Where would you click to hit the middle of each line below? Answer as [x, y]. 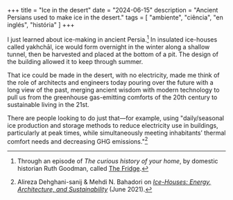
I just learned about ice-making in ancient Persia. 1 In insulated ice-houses [112, 39]
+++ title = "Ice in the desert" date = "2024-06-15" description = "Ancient [113, 10]
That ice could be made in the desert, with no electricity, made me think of [113, 75]
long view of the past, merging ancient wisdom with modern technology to [113, 90]
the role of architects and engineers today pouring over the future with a [110, 82]
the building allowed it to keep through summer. [75, 61]
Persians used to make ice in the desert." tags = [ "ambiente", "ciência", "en [115, 17]
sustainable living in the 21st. [48, 104]
